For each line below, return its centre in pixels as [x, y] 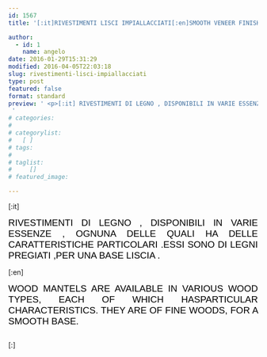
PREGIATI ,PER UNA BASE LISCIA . [84, 256]
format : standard [37, 96]
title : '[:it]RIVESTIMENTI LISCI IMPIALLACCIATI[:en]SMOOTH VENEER [122, 23]
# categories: [32, 118]
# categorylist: [35, 133]
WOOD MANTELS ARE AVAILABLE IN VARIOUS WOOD [133, 288]
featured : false [35, 89]
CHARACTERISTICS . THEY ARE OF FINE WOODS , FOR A [133, 310]
